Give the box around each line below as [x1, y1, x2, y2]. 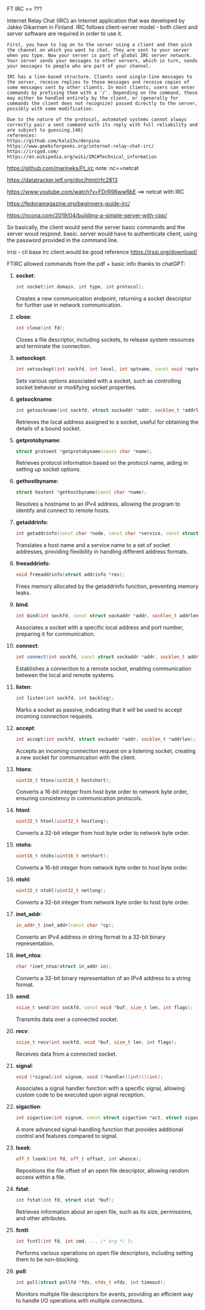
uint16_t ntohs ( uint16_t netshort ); [15, 853, 109, 859]
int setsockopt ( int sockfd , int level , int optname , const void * [15, 366, 188, 372]
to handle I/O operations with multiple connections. [15, 1297, 144, 1304]
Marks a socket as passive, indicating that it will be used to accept [15, 706, 182, 713]
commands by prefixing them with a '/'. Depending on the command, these [7, 90, 198, 96]
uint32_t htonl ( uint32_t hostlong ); [15, 818, 109, 825]
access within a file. [15, 1173, 66, 1181]
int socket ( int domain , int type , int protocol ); [15, 284, 145, 290]
